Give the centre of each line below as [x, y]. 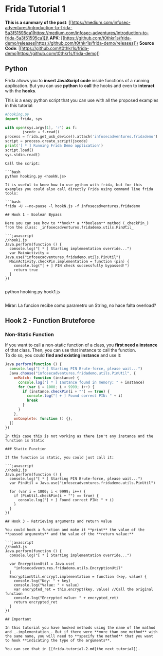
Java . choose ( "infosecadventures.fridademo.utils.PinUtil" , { [73, 373]
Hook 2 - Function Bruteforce [50, 321]
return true [26, 270]
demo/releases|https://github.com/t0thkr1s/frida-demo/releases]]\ [72, 43]
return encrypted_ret [36, 602]
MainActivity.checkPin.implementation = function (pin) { [70, 261]
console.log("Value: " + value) [46, 585]
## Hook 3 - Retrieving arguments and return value [58, 521]
